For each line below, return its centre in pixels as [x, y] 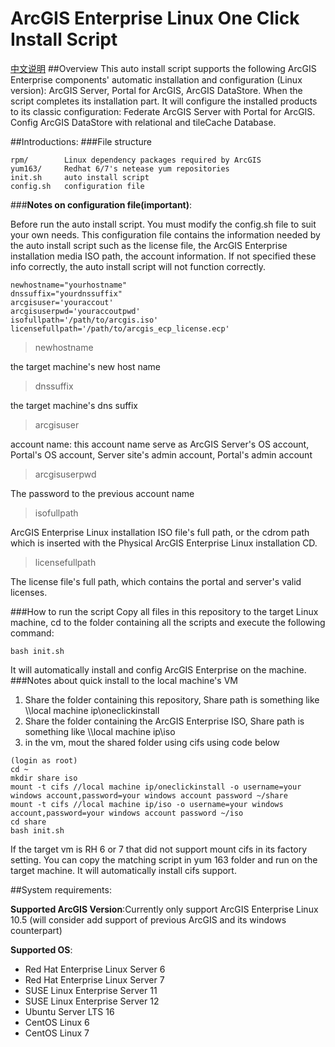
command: [32, 633]
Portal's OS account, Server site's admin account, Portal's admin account [161, 454]
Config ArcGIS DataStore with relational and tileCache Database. [143, 122]
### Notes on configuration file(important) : [101, 204]
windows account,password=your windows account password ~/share [149, 795]
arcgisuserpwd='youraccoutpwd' [75, 311]
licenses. [29, 592]
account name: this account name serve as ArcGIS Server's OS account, [160, 444]
